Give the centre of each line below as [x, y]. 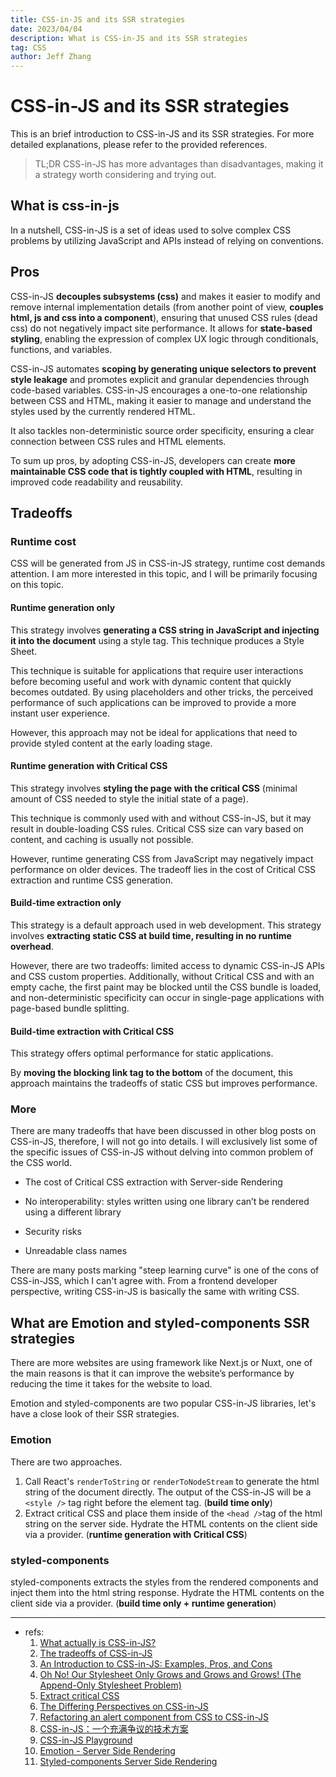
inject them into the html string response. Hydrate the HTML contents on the [167, 1592]
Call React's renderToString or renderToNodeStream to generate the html [172, 1481]
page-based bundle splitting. [70, 1008]
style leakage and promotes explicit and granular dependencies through [160, 379]
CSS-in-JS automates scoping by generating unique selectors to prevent [163, 368]
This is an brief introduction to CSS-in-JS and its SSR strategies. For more [162, 134]
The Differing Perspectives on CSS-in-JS [124, 1706]
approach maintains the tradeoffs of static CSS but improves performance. [164, 1083]
